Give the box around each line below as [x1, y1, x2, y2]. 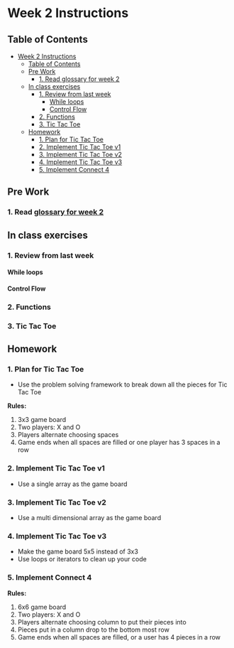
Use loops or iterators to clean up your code [17, 555, 147, 563]
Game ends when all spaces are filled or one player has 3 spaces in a [17, 438, 221, 447]
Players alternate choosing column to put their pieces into [17, 617, 186, 626]
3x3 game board [17, 416, 67, 424]
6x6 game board [17, 603, 67, 611]
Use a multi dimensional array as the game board [17, 513, 162, 522]
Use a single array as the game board [17, 480, 128, 488]
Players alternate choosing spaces [17, 431, 119, 439]
